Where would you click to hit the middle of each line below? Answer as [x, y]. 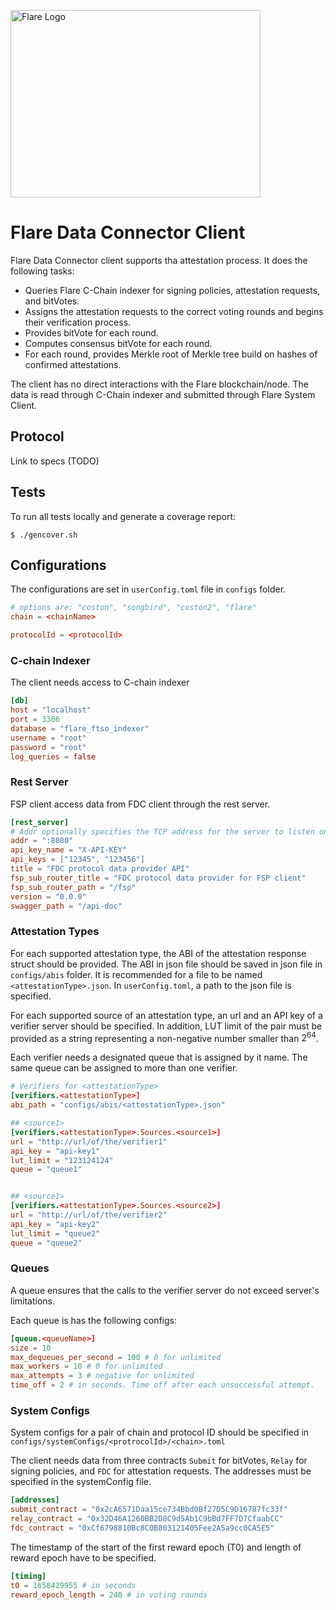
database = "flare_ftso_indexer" [80, 728]
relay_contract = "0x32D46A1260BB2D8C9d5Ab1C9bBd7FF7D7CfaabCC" [147, 1519]
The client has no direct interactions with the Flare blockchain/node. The [159, 384]
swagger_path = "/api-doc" [66, 906]
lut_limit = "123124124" [62, 1160]
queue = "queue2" [46, 1243]
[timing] [28, 1576]
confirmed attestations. [73, 364]
